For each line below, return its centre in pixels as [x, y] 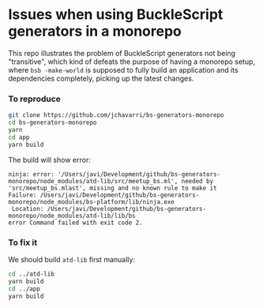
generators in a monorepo [95, 31]
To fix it [23, 242]
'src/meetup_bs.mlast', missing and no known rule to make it [113, 188]
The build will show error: [49, 160]
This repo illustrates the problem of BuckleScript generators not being [122, 53]
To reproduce [35, 99]
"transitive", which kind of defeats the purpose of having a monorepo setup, [131, 62]
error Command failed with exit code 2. [76, 223]
